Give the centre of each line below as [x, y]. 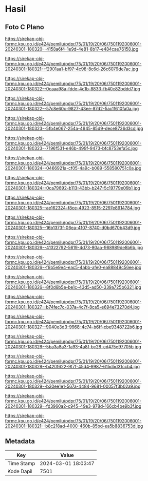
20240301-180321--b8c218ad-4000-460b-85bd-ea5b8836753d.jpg [74, 426]
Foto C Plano [25, 27]
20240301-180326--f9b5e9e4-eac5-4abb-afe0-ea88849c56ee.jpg [73, 267]
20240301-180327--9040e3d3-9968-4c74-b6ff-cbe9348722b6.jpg [74, 327]
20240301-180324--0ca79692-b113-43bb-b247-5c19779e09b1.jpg [73, 188]
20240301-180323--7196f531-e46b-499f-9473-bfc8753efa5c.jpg [71, 148]
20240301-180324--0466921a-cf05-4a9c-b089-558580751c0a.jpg [73, 168]
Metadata [20, 441]
